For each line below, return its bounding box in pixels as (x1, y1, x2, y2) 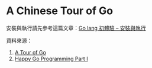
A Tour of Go (14, 48, 46, 56)
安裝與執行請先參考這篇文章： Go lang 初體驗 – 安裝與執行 (6, 24, 146, 31)
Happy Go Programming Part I (14, 55, 88, 62)
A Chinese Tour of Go (6, 4, 114, 18)
